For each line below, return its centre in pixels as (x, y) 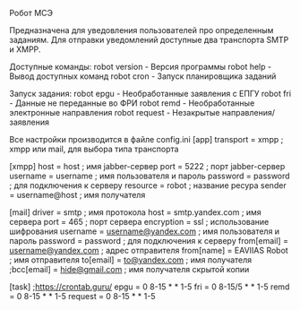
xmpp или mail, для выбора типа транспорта (94, 149)
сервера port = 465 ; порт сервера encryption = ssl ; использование (139, 222)
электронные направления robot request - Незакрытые (115, 112)
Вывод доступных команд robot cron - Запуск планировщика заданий (143, 76)
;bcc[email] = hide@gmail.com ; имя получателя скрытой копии (129, 269)
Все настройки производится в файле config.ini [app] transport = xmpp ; (146, 139)
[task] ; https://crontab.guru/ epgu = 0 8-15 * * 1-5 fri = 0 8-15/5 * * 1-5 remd (150, 287)
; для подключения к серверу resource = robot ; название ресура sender (148, 185)
